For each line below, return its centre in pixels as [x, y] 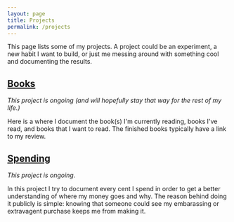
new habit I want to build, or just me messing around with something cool [113, 54]
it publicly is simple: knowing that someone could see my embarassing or [113, 203]
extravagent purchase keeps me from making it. [77, 211]
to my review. [27, 137]
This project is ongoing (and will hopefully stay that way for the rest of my [115, 100]
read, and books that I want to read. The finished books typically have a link [117, 129]
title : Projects [31, 20]
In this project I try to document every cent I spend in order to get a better [114, 189]
